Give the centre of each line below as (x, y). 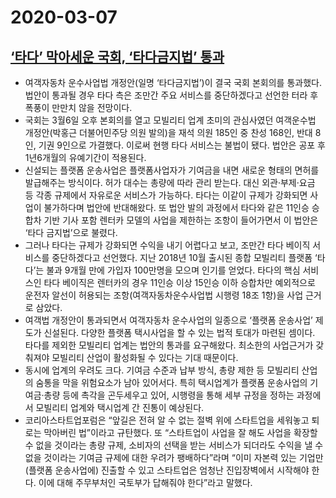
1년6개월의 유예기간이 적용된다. (85, 157)
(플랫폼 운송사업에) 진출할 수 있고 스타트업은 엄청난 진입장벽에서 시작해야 (167, 470)
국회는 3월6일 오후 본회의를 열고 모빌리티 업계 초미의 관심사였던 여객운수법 (170, 120)
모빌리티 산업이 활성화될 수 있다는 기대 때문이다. (145, 357)
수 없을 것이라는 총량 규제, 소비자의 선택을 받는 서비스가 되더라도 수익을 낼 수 (174, 445)
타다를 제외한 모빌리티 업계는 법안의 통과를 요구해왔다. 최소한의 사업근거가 (169, 345)
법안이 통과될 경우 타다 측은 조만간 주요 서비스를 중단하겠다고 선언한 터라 (166, 95)
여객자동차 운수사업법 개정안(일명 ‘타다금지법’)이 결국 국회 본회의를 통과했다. (173, 82)
